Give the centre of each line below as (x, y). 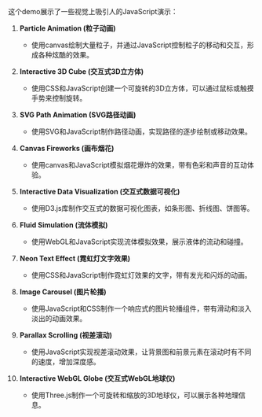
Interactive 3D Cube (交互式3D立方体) (82, 72)
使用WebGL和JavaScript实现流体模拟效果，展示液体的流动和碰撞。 (140, 242)
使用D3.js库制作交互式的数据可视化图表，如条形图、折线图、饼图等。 (142, 208)
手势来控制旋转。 (59, 98)
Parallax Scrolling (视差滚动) (65, 335)
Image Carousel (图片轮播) (63, 292)
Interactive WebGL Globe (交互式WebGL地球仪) (97, 378)
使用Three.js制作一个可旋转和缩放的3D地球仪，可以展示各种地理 (135, 395)
